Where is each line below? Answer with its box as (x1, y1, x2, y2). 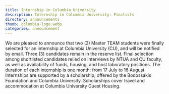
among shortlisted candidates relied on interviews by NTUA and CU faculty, (5, 56, 162, 62)
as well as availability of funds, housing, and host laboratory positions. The (5, 62, 160, 68)
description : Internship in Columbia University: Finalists (5, 12, 135, 17)
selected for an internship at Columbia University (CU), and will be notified (5, 45, 160, 52)
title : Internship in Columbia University (5, 7, 96, 13)
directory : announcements (5, 17, 60, 22)
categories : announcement (5, 26, 60, 31)
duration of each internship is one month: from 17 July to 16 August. (5, 67, 146, 73)
